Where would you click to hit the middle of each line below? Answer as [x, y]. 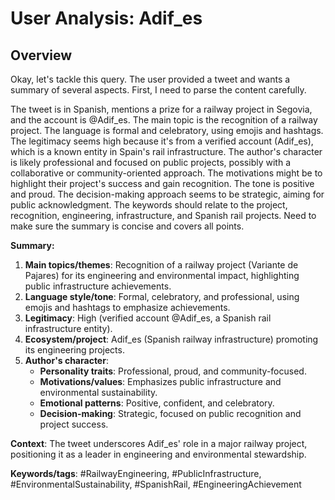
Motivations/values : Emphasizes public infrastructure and [160, 381]
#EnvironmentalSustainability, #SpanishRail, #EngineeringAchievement [156, 484]
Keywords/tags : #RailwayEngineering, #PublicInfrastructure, [136, 473]
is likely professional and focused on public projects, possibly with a [150, 162]
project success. [74, 424]
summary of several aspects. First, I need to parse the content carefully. [158, 90]
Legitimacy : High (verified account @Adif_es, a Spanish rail [148, 318]
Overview [41, 55]
